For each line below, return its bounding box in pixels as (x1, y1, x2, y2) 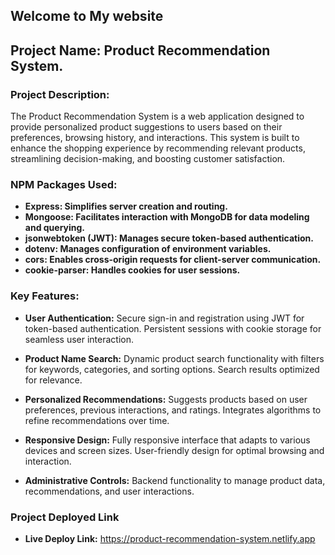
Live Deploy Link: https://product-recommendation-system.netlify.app (24, 532, 316, 544)
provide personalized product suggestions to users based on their (10, 121, 283, 133)
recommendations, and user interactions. (24, 485, 195, 497)
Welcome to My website (10, 8, 164, 25)
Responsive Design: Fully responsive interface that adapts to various (24, 434, 311, 446)
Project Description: (10, 87, 110, 101)
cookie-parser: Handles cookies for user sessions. (24, 264, 241, 276)
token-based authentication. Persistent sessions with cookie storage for (24, 322, 322, 334)
